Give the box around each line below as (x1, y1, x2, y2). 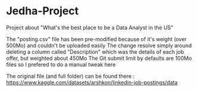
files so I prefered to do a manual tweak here (6, 61, 116, 68)
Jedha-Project (6, 4, 79, 18)
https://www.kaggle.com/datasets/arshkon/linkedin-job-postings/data (6, 79, 178, 86)
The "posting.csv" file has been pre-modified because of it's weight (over (6, 35, 187, 42)
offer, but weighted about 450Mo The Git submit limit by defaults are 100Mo (6, 54, 192, 62)
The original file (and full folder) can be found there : (6, 72, 135, 79)
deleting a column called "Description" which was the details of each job (6, 48, 184, 55)
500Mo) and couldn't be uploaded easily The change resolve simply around (6, 42, 192, 49)
